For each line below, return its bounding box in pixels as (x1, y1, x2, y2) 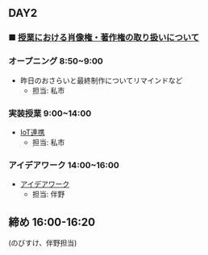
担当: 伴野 (31, 189, 65, 199)
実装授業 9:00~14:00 (8, 108, 92, 119)
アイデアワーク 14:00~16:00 (8, 159, 119, 171)
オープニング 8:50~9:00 (8, 56, 103, 67)
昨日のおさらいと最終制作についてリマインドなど (19, 76, 183, 85)
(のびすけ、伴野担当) (8, 238, 77, 248)
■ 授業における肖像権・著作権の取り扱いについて (8, 32, 200, 43)
